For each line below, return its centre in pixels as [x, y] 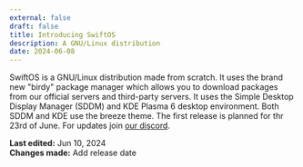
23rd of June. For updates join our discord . [90, 126]
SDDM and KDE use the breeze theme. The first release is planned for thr [146, 116]
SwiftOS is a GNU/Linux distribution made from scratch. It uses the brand [146, 77]
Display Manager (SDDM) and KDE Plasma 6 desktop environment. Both [144, 106]
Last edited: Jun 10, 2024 [58, 143]
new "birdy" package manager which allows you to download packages [144, 87]
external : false [40, 18]
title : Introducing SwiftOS [63, 34]
